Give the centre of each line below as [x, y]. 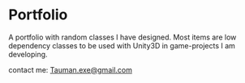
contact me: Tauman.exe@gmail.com [70, 69]
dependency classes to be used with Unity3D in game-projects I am [122, 45]
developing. [28, 54]
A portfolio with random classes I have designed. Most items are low [122, 37]
